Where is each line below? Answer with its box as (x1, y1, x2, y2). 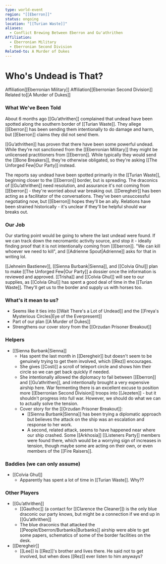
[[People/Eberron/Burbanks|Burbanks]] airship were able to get (19, 527, 150, 533)
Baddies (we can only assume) (5, 460, 81, 467)
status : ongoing (5, 16, 39, 21)
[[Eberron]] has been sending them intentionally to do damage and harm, (5, 126, 155, 132)
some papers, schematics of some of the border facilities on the (19, 532, 151, 538)
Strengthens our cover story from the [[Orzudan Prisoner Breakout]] (12, 324, 152, 330)
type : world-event (5, 7, 43, 12)
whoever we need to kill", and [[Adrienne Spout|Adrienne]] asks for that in (5, 248, 156, 254)
